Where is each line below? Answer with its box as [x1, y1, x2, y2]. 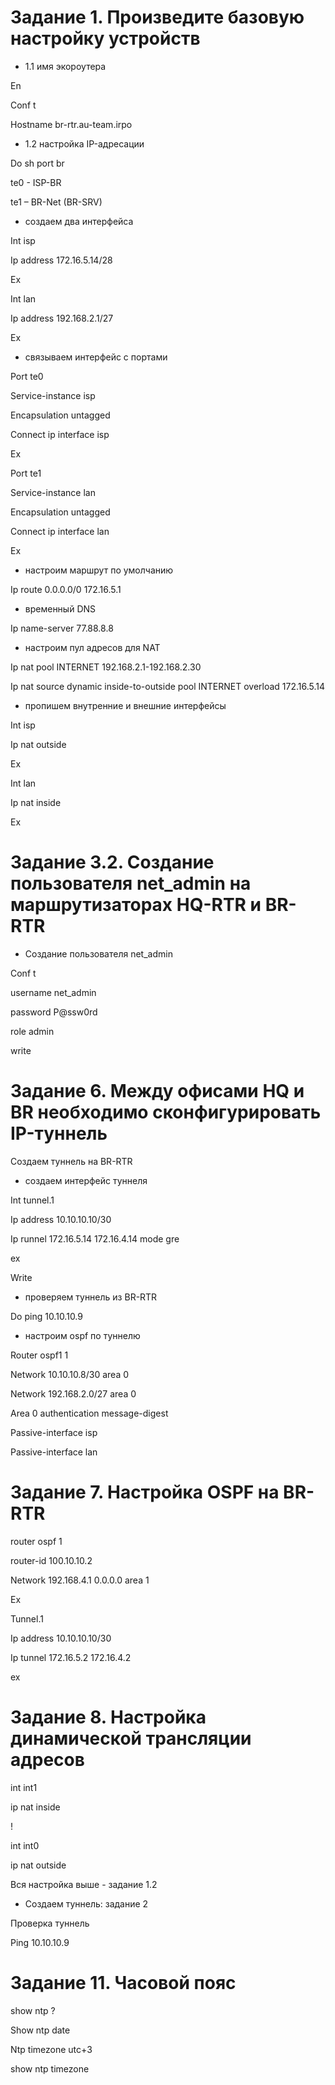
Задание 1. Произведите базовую [10, 6, 305, 29]
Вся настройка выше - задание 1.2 [10, 1878, 158, 1890]
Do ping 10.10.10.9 [10, 1310, 83, 1322]
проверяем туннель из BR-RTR [24, 1291, 158, 1303]
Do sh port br [10, 157, 65, 169]
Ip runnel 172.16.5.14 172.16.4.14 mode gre [10, 1232, 180, 1245]
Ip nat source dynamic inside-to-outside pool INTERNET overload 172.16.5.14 [10, 680, 326, 692]
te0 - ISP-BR [10, 176, 62, 188]
